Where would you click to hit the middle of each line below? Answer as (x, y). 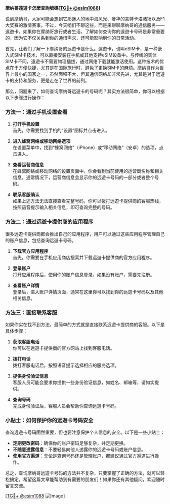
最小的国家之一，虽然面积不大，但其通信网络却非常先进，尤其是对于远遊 (89, 74)
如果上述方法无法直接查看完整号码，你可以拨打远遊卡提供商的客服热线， (88, 201)
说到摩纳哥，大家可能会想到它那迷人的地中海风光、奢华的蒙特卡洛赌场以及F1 (85, 19)
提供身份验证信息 (30, 376)
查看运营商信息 (28, 165)
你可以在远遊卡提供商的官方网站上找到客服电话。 (63, 348)
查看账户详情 (26, 285)
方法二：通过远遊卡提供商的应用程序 (49, 222)
